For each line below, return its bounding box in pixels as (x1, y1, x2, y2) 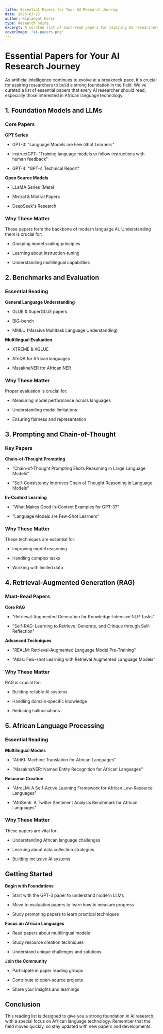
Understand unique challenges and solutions (12, 949, 102, 954)
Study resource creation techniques (12, 939, 84, 945)
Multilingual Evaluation (5, 337, 52, 343)
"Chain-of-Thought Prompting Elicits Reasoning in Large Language (12, 465, 146, 471)
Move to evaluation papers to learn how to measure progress (12, 902, 134, 907)
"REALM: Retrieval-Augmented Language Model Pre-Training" (12, 647, 136, 653)
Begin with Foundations (5, 883, 54, 888)
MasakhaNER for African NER (12, 365, 71, 371)
